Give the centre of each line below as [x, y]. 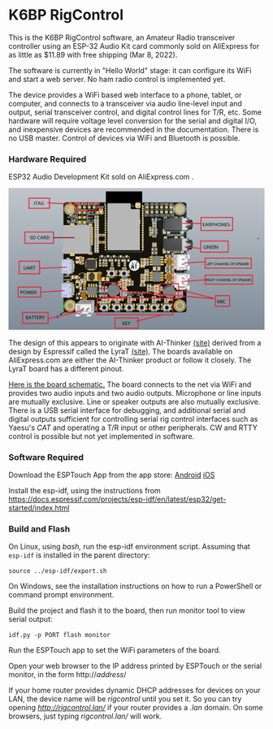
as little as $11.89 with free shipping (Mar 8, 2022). [93, 54]
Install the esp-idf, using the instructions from [84, 491]
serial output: [30, 619]
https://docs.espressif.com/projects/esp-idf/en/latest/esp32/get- [117, 499]
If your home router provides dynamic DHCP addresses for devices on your [135, 690]
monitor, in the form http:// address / [67, 675]
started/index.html [39, 508]
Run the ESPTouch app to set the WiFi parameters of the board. [115, 650]
